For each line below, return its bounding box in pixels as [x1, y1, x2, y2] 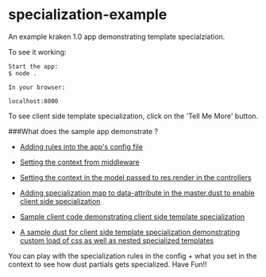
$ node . [8, 69, 37, 77]
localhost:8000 [8, 97, 59, 105]
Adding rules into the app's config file [19, 141, 143, 152]
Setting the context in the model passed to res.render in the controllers [19, 172, 252, 182]
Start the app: [8, 62, 59, 71]
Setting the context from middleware [19, 157, 141, 167]
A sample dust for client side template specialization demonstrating [19, 227, 241, 237]
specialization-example [8, 6, 168, 24]
